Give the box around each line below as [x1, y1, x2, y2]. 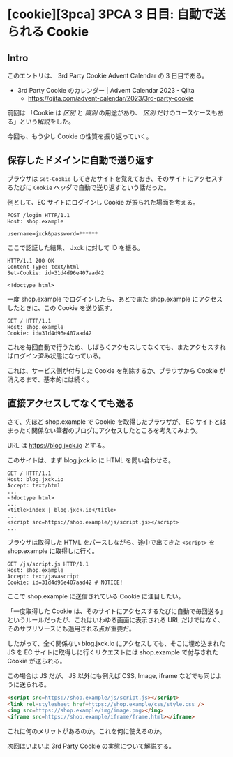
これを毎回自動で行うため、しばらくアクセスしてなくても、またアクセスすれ [7, 343, 226, 351]
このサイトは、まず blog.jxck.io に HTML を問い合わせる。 [7, 455, 174, 464]
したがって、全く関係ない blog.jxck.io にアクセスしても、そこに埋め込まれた [7, 639, 225, 647]
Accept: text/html [7, 482, 61, 489]
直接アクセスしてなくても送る [7, 397, 135, 409]
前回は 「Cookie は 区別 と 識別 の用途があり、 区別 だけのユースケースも [7, 109, 218, 117]
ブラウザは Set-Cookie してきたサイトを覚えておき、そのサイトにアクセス [7, 174, 218, 182]
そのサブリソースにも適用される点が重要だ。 [7, 624, 135, 633]
